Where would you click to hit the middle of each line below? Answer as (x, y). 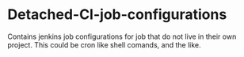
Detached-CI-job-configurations (117, 15)
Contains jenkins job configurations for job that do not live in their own (122, 36)
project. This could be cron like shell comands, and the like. (104, 44)
